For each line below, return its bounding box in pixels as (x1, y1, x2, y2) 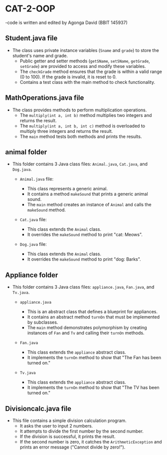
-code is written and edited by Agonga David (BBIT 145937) (5, 19, 128, 25)
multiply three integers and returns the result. (19, 128, 113, 134)
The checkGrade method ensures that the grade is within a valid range (19, 68, 162, 74)
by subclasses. (27, 319, 58, 325)
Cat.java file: (19, 217, 47, 223)
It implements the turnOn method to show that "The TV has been (27, 385, 160, 391)
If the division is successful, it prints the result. (19, 434, 116, 440)
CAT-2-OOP (5, 3, 56, 14)
